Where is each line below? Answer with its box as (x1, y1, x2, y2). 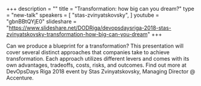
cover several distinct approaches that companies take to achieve (6, 49, 170, 56)
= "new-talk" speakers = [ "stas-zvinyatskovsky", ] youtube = (6, 11, 159, 19)
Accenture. (6, 75, 34, 81)
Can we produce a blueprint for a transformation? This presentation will (6, 42, 184, 49)
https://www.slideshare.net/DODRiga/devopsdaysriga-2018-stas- (8, 24, 171, 31)
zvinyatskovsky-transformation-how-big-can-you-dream (6, 31, 148, 38)
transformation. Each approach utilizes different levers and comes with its (6, 55, 190, 62)
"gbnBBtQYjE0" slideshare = (6, 18, 77, 25)
